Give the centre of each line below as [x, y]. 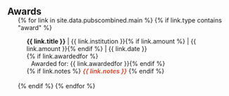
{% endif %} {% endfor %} [56, 86]
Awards [25, 12]
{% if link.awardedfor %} [62, 56]
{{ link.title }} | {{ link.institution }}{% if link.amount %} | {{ [111, 41]
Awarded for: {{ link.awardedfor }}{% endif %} [98, 63]
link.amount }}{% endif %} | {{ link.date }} [87, 49]
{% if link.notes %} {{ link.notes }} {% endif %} [95, 71]
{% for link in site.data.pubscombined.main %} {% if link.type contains [119, 20]
